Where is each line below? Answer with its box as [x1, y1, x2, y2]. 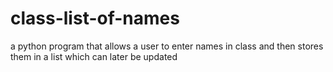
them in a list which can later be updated [10, 50, 178, 62]
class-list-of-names [10, 7, 180, 30]
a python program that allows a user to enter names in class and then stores [10, 40, 324, 52]
